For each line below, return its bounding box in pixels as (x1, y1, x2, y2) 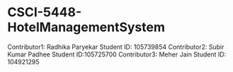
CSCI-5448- (7, 4, 82, 20)
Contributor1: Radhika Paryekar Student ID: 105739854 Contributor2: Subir (7, 42, 225, 51)
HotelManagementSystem (7, 19, 165, 35)
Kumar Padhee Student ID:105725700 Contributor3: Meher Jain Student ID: (7, 50, 227, 59)
